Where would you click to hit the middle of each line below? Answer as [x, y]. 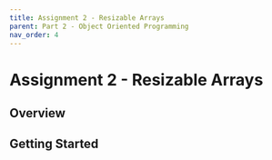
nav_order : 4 [34, 35]
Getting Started [54, 144]
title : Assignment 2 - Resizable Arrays [87, 18]
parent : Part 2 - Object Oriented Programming [99, 26]
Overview [38, 113]
